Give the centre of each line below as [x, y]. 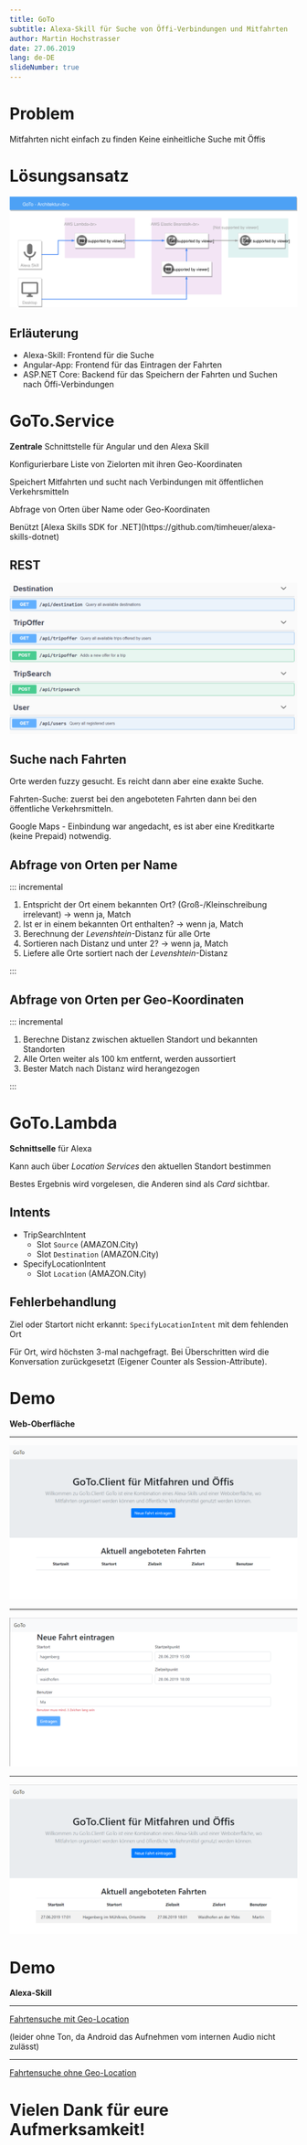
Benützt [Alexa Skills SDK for [64, 527]
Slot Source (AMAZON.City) [87, 1244]
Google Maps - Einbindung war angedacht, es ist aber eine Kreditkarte [143, 826]
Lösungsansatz [69, 176]
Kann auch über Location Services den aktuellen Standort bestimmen [140, 1166]
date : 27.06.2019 [42, 48]
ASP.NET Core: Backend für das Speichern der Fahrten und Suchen [150, 375]
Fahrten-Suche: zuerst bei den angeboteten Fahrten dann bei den [133, 799]
